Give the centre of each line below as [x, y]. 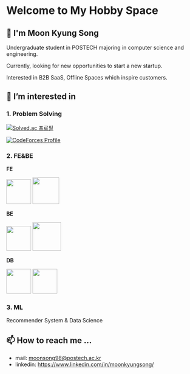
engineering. [22, 54]
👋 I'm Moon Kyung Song [53, 33]
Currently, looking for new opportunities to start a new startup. [84, 66]
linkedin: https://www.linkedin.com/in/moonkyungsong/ [84, 364]
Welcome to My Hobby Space [83, 11]
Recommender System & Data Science [55, 321]
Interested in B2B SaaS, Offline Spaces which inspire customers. [87, 77]
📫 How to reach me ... [49, 340]
